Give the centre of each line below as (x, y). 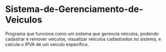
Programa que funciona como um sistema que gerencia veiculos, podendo (82, 33)
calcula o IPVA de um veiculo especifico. (47, 44)
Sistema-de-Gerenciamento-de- (74, 9)
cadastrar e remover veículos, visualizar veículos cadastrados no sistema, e (83, 39)
